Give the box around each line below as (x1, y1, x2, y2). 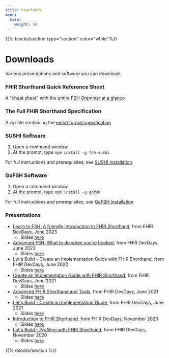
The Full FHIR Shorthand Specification (5, 108, 102, 115)
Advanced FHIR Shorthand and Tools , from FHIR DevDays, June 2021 (12, 288, 159, 295)
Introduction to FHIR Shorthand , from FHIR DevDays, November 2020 (12, 316, 159, 322)
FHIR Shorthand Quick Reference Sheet (5, 83, 105, 91)
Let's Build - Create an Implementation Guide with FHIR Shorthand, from (12, 256, 164, 262)
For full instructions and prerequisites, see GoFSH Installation (5, 199, 134, 205)
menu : (5, 12, 17, 17)
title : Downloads (5, 7, 42, 13)
